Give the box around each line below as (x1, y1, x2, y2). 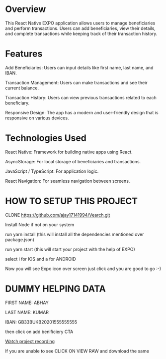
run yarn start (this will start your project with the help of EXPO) (5, 246, 135, 252)
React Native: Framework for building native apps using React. (5, 149, 133, 155)
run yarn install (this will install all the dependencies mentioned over (5, 231, 144, 237)
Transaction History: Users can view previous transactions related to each (5, 94, 157, 100)
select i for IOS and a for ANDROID (5, 256, 76, 262)
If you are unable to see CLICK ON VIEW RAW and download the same (5, 348, 149, 354)
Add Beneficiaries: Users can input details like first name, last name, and (5, 64, 154, 70)
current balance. (5, 85, 39, 91)
